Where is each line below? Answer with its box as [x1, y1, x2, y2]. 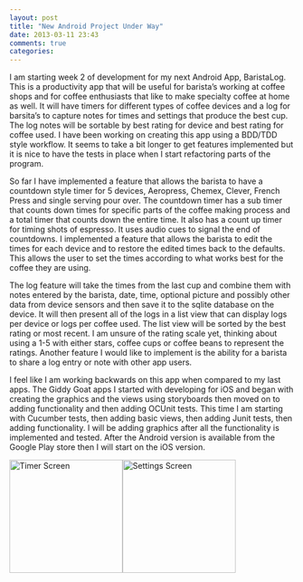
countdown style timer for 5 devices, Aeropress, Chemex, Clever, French [9, 186, 280, 196]
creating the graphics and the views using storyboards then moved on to [9, 394, 280, 405]
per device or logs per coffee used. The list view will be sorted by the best [9, 319, 287, 329]
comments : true [9, 38, 67, 48]
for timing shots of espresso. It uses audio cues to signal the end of [9, 224, 260, 235]
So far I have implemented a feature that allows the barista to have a [9, 176, 264, 186]
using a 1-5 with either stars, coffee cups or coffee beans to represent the [9, 338, 285, 348]
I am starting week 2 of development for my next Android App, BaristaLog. [9, 72, 287, 82]
